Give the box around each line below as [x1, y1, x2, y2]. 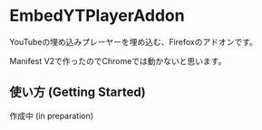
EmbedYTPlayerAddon [9, 5, 185, 26]
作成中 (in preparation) [9, 110, 93, 121]
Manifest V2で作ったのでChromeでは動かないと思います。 [9, 55, 227, 66]
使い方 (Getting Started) [9, 85, 147, 100]
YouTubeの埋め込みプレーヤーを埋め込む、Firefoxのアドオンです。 [9, 36, 258, 47]
